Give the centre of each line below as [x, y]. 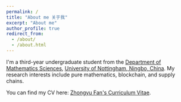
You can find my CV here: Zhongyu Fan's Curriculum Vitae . [79, 92]
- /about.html [29, 45]
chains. [15, 81]
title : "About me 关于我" [37, 17]
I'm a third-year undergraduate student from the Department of [84, 62]
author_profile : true [33, 28]
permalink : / [22, 12]
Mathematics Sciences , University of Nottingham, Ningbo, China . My [90, 68]
